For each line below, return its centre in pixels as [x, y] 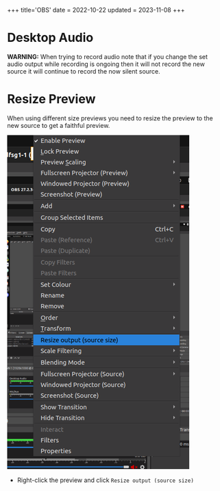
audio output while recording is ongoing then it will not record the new [106, 64]
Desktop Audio [50, 38]
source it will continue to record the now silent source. [84, 71]
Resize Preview [51, 99]
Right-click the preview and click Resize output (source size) [105, 480]
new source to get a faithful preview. [59, 125]
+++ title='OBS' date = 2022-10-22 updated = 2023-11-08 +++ [96, 10]
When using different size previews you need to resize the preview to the [110, 118]
